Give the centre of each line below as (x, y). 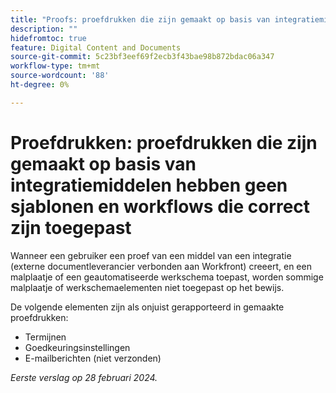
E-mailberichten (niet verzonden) (93, 358)
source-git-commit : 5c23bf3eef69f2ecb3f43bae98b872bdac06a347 (142, 57)
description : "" (44, 29)
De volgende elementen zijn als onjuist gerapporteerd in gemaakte (147, 307)
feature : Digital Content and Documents (96, 47)
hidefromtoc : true (48, 38)
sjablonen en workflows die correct (160, 206)
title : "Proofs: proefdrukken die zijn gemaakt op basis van (140, 19)
